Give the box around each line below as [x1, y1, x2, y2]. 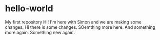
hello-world [5, 3, 54, 14]
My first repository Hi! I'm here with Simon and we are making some [5, 19, 141, 25]
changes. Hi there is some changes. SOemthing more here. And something [5, 24, 156, 30]
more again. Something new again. [5, 29, 75, 35]
